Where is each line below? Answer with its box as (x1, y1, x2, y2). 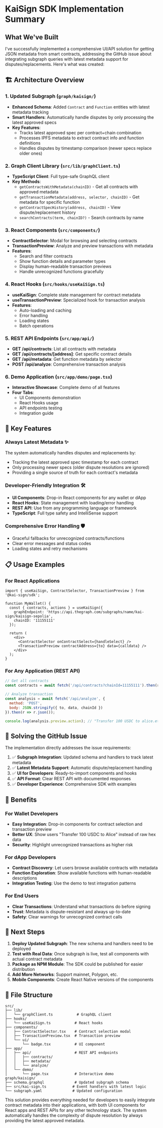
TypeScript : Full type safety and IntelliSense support (12, 510, 118, 516)
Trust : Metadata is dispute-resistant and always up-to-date (12, 908, 131, 915)
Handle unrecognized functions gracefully (19, 269, 104, 274)
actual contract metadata (12, 956, 63, 962)
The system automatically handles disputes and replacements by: (5, 450, 136, 455)
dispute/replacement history (19, 209, 76, 215)
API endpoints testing (19, 405, 63, 411)
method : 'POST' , (9, 701, 42, 706)
